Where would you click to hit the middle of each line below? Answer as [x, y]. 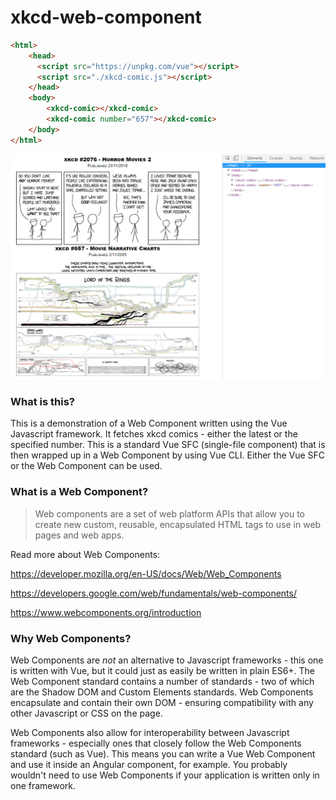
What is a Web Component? [79, 492]
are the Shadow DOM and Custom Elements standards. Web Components [162, 692]
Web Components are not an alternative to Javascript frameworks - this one [167, 660]
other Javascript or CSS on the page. [86, 713]
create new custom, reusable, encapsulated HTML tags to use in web [178, 524]
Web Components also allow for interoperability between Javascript [150, 732]
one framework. [43, 785]
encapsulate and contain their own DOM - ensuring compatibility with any [162, 702]
